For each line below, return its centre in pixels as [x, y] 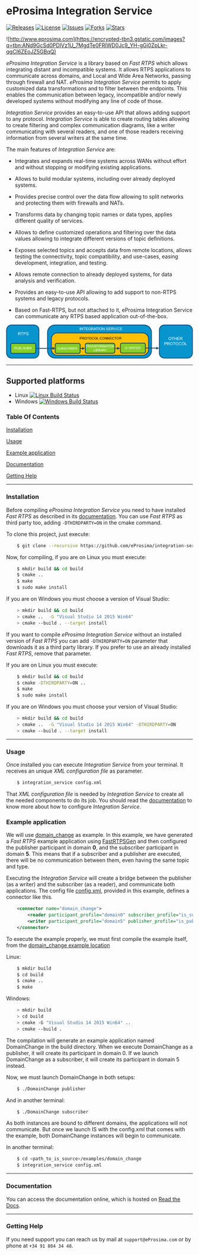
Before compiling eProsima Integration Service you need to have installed [96, 510]
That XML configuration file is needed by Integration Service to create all [95, 794]
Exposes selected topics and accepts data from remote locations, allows [103, 250]
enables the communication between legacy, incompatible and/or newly [94, 95]
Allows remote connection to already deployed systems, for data [94, 274]
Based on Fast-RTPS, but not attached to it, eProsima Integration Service [103, 310]
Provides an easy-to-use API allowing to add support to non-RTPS [95, 292]
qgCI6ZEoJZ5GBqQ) [31, 51]
